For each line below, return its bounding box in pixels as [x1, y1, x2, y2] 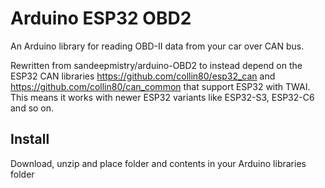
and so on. [10, 102, 55, 114]
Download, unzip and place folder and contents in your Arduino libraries [10, 157, 307, 169]
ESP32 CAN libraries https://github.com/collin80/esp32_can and [10, 70, 276, 82]
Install [10, 131, 50, 148]
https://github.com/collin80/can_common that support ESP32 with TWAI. [10, 80, 311, 92]
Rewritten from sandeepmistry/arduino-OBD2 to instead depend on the [10, 59, 303, 71]
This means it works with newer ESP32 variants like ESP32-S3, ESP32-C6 [10, 91, 315, 103]
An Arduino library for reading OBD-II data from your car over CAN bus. [10, 40, 305, 52]
